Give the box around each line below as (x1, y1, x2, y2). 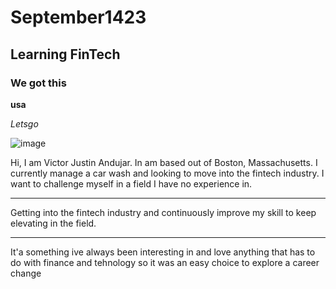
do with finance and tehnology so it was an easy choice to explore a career (10, 256, 320, 268)
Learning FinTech (10, 46, 121, 63)
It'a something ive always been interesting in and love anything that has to (10, 246, 316, 258)
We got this (10, 76, 67, 90)
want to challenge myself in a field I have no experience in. (10, 177, 253, 190)
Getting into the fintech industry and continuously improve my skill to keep (10, 206, 317, 218)
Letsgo (10, 117, 39, 130)
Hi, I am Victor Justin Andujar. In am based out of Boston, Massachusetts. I (10, 156, 318, 168)
